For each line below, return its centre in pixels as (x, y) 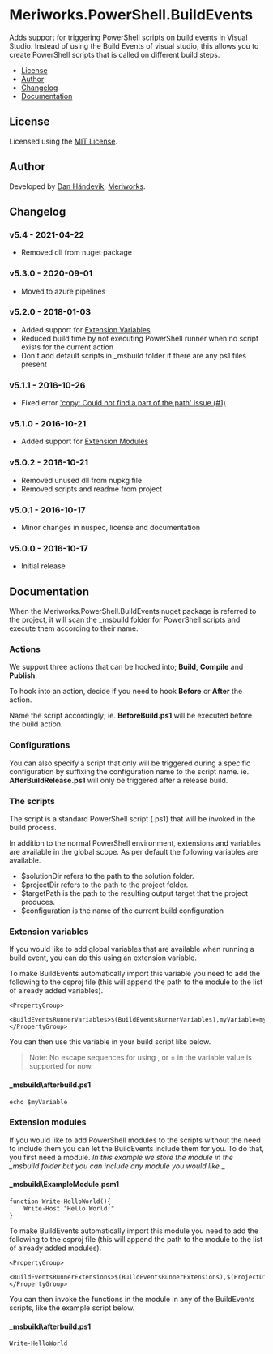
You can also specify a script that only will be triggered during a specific (130, 763)
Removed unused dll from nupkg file (81, 480)
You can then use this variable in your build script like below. (110, 1042)
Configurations (40, 745)
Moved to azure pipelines (63, 291)
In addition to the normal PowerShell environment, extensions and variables (135, 843)
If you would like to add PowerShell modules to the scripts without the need (135, 1140)
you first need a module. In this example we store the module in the (122, 1157)
